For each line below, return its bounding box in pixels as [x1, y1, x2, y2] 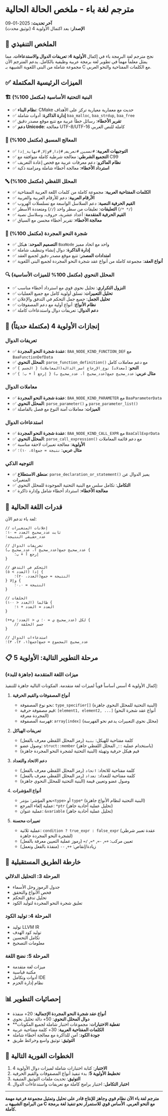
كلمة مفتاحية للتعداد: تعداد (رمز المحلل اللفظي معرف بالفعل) [19, 772, 135, 779]
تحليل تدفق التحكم [12, 895, 47, 901]
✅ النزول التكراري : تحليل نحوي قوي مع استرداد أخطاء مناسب [12, 284, 126, 291]
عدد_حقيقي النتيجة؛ [5, 534, 46, 539]
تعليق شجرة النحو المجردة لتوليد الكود [12, 900, 82, 906]
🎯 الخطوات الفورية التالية [5, 1052, 74, 1060]
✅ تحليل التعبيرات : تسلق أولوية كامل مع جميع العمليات [12, 290, 113, 296]
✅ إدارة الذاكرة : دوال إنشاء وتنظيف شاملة [12, 247, 90, 253]
